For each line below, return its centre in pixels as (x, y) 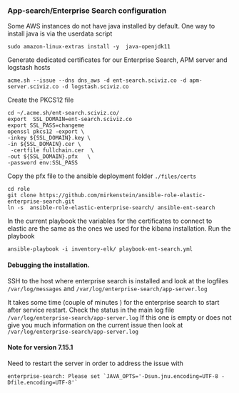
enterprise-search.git (41, 201)
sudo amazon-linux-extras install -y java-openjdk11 (89, 47)
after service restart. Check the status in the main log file (91, 310)
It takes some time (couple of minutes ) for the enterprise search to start (113, 302)
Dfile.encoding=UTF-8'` (43, 382)
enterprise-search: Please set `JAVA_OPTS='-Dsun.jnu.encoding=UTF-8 (113, 376)
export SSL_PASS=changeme (46, 126)
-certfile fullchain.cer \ (52, 151)
